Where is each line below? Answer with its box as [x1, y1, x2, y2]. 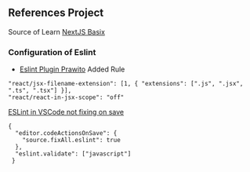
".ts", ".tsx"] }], [8, 86, 72, 95]
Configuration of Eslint [8, 46, 96, 57]
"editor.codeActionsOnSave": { [15, 130, 118, 137]
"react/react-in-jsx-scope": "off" [8, 93, 125, 101]
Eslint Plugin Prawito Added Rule [19, 64, 125, 74]
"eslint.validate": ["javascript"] [15, 150, 132, 158]
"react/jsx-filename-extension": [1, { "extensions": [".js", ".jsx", [8, 80, 244, 88]
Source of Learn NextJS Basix [8, 27, 106, 36]
